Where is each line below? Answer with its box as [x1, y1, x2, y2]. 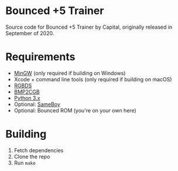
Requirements [5, 50, 76, 64]
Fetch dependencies [13, 146, 64, 153]
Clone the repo [13, 153, 50, 160]
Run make [13, 159, 36, 166]
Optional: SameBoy [13, 101, 61, 108]
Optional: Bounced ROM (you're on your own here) [13, 107, 137, 114]
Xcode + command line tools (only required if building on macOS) [13, 76, 172, 83]
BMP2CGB [13, 88, 40, 95]
